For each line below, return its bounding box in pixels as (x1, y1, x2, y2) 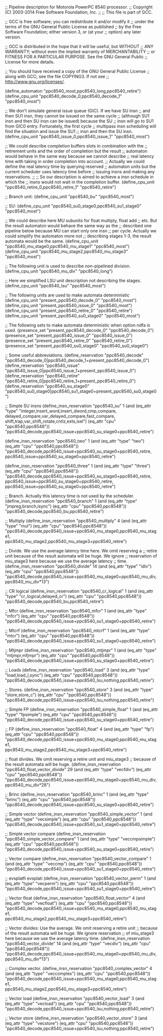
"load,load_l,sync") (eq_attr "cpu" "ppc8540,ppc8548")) (5, 672, 118, 678)
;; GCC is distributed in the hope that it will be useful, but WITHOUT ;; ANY (5, 44, 154, 49)
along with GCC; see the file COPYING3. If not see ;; (5, 74, 109, 79)
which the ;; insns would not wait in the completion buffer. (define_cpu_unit (5, 179, 155, 185)
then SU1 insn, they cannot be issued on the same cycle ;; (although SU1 (5, 113, 149, 118)
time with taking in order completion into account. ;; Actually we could (5, 159, 145, 164)
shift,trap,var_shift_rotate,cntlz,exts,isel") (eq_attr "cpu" (5, 418, 116, 424)
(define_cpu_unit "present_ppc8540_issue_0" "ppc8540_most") (5, 303, 132, 308)
